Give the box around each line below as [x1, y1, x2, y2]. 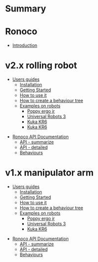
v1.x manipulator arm [5, 167, 94, 179]
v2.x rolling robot [5, 60, 78, 71]
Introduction [12, 42, 38, 48]
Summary [5, 3, 46, 14]
